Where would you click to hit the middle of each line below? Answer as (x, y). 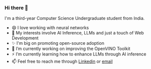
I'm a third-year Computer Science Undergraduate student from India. (75, 18)
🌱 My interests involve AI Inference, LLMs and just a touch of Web (78, 33)
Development (25, 38)
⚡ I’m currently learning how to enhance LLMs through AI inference (79, 54)
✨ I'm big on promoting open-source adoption (58, 43)
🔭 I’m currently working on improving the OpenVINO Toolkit (71, 49)
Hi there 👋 (17, 8)
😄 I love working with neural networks (50, 28)
